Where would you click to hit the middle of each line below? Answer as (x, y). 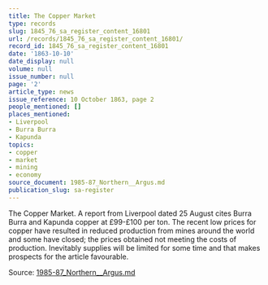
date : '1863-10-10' (41, 54)
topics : (22, 145)
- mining (23, 168)
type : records (32, 24)
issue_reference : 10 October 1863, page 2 (81, 99)
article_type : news (41, 92)
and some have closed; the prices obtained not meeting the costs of (123, 239)
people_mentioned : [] (45, 107)
